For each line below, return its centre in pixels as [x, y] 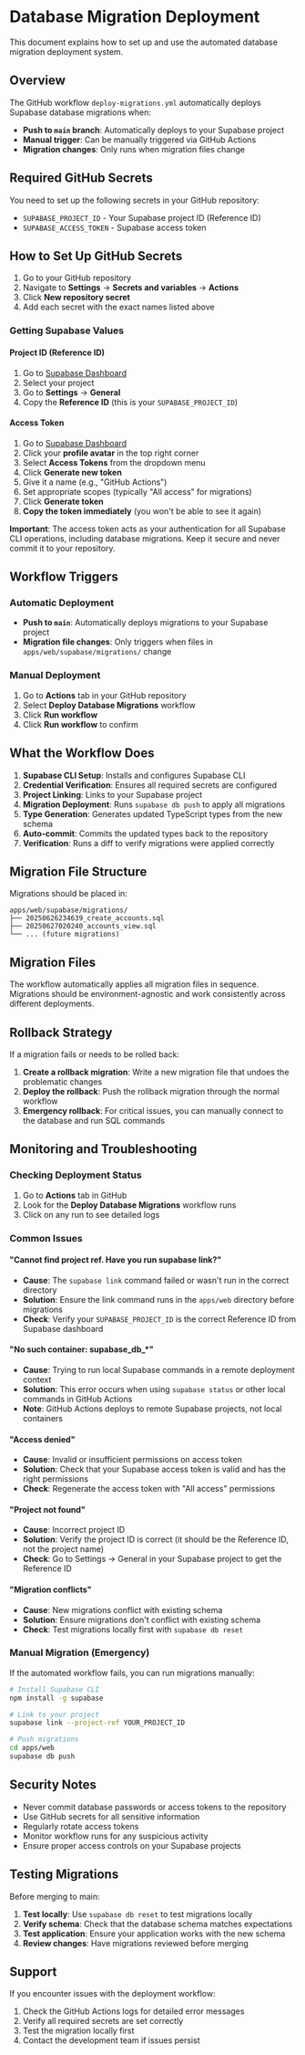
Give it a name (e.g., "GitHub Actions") [95, 482]
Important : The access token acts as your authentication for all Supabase [148, 529]
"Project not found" [48, 1509]
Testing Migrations [64, 1875]
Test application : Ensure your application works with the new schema [154, 1934]
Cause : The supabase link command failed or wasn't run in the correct [156, 1280]
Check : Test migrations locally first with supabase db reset [133, 1629]
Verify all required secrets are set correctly [103, 2021]
